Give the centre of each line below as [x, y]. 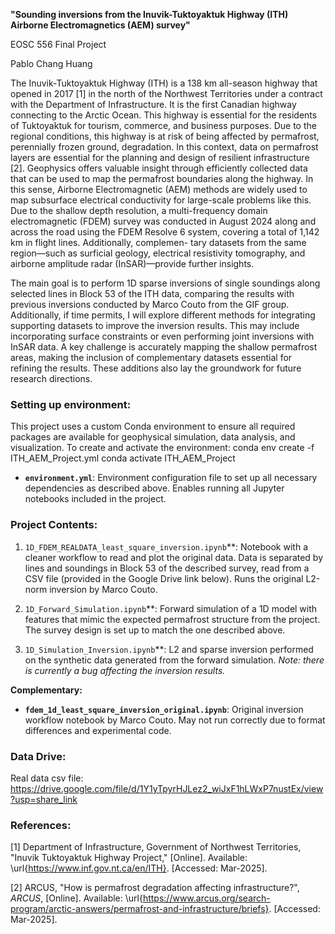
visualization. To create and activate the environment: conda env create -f [162, 448]
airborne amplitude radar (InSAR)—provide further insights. [132, 263]
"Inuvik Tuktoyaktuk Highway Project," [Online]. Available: [129, 858]
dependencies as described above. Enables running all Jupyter [154, 488]
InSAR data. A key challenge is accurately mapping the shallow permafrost [164, 347]
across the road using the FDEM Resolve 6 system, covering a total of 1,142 [165, 232]
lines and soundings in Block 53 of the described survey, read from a [167, 568]
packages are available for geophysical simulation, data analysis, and [153, 437]
